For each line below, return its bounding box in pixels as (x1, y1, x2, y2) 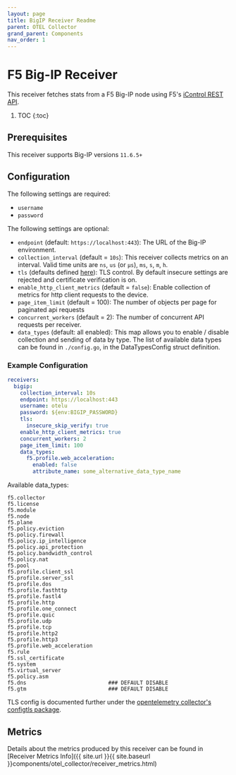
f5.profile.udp (7, 618, 52, 625)
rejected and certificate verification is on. (17, 275, 137, 284)
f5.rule (7, 649, 30, 656)
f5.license (7, 501, 39, 508)
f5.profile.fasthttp (7, 587, 68, 594)
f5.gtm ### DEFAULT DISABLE (7, 686, 169, 693)
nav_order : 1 (7, 37, 46, 44)
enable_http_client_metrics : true (20, 428, 121, 435)
